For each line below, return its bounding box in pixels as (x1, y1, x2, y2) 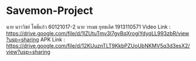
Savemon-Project (6, 4, 94, 17)
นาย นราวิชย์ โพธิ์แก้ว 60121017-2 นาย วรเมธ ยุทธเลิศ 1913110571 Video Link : (6, 23, 171, 30)
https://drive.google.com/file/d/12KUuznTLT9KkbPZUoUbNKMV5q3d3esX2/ (6, 42, 190, 49)
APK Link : (40, 36, 66, 43)
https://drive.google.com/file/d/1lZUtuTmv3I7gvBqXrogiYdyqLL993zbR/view (6, 30, 190, 37)
